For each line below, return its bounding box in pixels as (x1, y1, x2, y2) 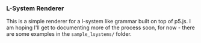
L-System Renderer (6, 4, 64, 13)
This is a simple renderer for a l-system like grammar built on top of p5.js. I (6, 18, 191, 25)
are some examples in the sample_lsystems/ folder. (6, 30, 132, 38)
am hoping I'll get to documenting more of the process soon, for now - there (6, 24, 196, 31)
